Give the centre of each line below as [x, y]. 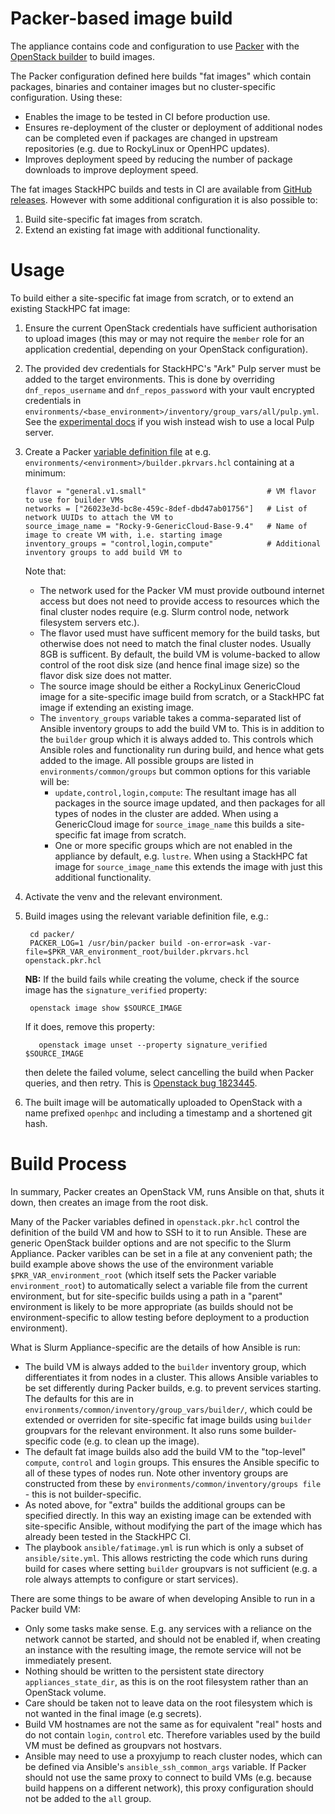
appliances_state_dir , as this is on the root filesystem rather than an [166, 1681]
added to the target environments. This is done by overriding [149, 379]
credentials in [53, 400]
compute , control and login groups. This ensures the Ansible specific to [172, 1462]
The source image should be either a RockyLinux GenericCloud [170, 686]
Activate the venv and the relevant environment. [123, 896]
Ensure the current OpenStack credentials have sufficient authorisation [171, 328]
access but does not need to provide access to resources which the [179, 601]
